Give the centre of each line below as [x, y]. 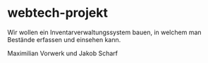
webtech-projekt [57, 13]
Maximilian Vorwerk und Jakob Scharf [63, 53]
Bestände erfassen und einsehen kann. [64, 39]
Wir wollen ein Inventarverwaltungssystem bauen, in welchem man [105, 32]
